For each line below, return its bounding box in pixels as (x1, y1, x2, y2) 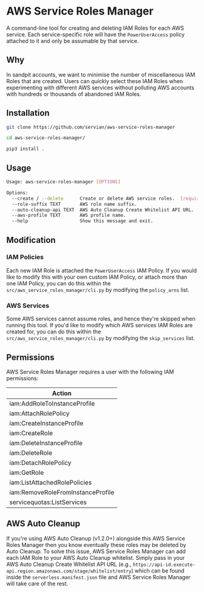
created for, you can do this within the (6, 328, 101, 335)
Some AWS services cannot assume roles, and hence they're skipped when (6, 315, 196, 322)
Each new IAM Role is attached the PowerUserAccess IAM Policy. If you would (6, 267, 197, 274)
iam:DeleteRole (9, 448, 53, 457)
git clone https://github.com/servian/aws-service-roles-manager (6, 124, 175, 130)
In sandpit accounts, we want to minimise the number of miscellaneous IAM (6, 71, 195, 78)
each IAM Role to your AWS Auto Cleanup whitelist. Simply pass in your (6, 554, 185, 561)
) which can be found (131, 566, 185, 574)
